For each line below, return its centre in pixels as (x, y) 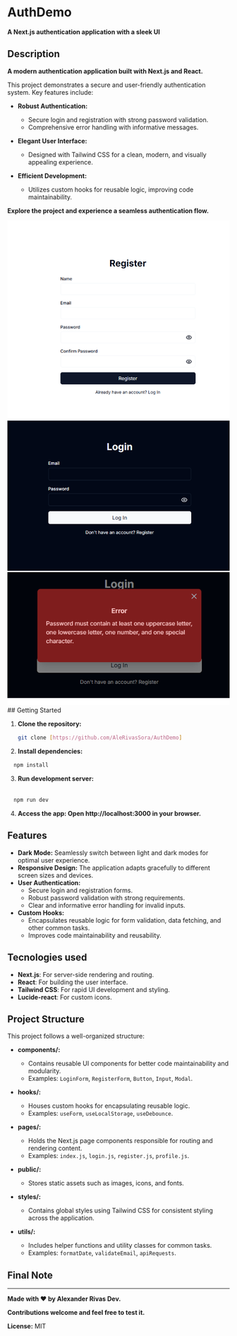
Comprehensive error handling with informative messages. (113, 127)
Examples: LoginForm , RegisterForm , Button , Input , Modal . (110, 1079)
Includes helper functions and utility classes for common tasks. (120, 1246)
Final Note (30, 1275)
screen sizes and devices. (55, 875)
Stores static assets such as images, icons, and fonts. (106, 1183)
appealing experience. (60, 162)
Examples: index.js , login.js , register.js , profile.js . (109, 1156)
